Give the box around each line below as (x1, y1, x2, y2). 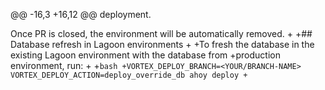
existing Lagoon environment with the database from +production (10, 49, 281, 61)
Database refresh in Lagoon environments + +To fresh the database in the (10, 39, 315, 50)
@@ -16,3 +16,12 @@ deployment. (10, 9, 152, 20)
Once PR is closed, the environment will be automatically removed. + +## (10, 28, 313, 39)
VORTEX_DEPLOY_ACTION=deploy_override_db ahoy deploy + (10, 70, 248, 80)
